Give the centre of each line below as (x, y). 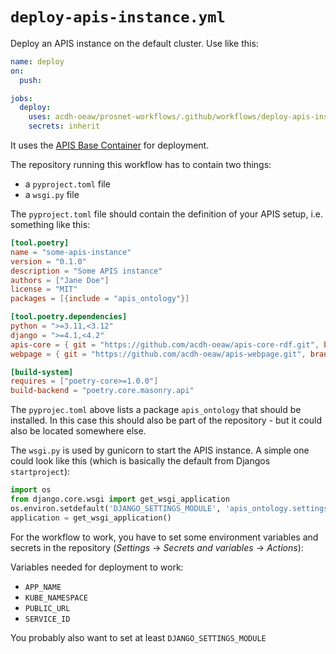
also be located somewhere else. (78, 431)
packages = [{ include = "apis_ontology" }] (100, 299)
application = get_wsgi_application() (91, 518)
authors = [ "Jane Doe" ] (60, 280)
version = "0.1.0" (48, 261)
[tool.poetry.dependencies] (69, 317)
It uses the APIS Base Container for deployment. (110, 145)
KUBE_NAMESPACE (56, 598)
